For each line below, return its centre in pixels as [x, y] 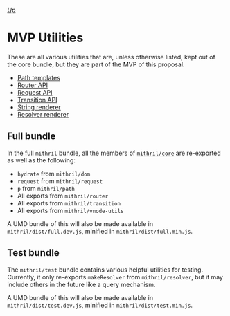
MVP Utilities [45, 38]
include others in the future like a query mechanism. [81, 284]
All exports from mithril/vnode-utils [70, 210]
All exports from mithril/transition [69, 203]
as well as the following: [42, 160]
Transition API [37, 100]
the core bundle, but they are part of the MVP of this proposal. [96, 64]
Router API [33, 85]
